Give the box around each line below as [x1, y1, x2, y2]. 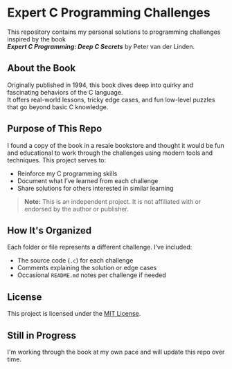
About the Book [7, 62, 76, 74]
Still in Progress [7, 330, 77, 341]
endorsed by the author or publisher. [24, 205, 130, 213]
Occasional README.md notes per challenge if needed [17, 271, 166, 279]
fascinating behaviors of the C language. [7, 88, 123, 96]
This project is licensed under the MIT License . [7, 310, 141, 318]
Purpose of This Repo [7, 123, 102, 135]
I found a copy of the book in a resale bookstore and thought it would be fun [7, 141, 225, 149]
